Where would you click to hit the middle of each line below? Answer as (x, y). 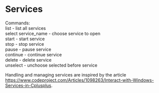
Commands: (18, 23)
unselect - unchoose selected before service (51, 65)
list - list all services (26, 28)
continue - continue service (34, 54)
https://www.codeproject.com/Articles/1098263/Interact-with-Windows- (79, 80)
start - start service (25, 39)
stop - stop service (25, 44)
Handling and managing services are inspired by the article (66, 75)
